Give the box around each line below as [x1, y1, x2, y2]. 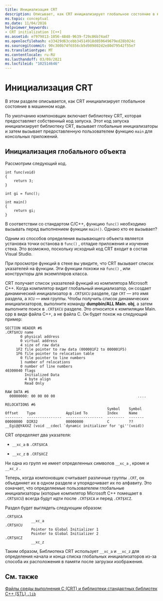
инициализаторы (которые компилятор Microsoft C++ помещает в [5, 490, 142, 496]
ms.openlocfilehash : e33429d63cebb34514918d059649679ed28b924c [5, 39, 136, 44]
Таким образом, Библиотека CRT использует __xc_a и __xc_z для [5, 548, 140, 554]
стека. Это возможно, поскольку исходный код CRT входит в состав [5, 246, 148, 252]
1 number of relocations [20, 360, 70, 364]
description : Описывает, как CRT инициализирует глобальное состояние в [5, 12, 155, 17]
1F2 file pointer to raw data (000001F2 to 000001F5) [16, 347, 127, 352]
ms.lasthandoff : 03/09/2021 [5, 57, 62, 62]
